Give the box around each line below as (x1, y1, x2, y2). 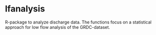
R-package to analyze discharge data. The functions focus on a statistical (5, 19, 152, 25)
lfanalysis (5, 3, 45, 14)
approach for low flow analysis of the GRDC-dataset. (5, 24, 110, 30)
